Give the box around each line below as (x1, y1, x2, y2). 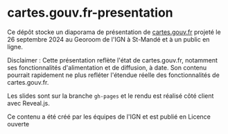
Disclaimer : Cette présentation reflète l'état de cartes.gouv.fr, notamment (7, 56, 218, 64)
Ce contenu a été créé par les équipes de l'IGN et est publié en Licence (7, 112, 211, 121)
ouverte (7, 119, 30, 128)
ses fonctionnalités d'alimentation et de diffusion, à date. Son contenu (7, 63, 207, 72)
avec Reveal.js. (7, 99, 51, 107)
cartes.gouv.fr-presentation (7, 5, 173, 21)
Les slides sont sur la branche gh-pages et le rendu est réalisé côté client (7, 92, 214, 100)
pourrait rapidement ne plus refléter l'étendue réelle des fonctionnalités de (7, 71, 220, 79)
